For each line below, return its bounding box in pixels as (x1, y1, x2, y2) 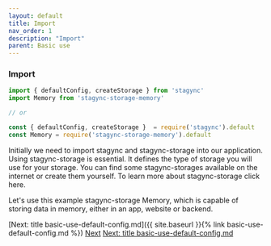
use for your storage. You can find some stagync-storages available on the (8, 162, 258, 172)
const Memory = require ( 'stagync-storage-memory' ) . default (8, 131, 212, 139)
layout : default (8, 11, 63, 20)
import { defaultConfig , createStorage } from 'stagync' (8, 86, 205, 95)
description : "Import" (8, 34, 85, 43)
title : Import (8, 19, 57, 27)
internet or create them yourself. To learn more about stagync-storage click (8, 171, 260, 181)
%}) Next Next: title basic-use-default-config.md (70, 227, 234, 238)
